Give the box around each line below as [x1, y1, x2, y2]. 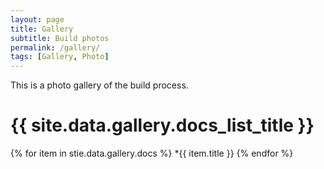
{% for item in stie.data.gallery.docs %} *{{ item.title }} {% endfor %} [10, 147, 294, 160]
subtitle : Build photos [10, 33, 110, 43]
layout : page [10, 14, 65, 25]
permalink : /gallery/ [10, 42, 101, 53]
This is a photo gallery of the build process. [10, 79, 189, 91]
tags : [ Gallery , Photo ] [10, 52, 110, 62]
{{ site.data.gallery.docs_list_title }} [10, 114, 315, 137]
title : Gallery [10, 24, 74, 34]
